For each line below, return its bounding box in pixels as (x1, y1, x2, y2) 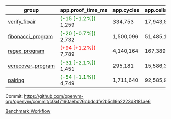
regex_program (8, 48, 45, 54)
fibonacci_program (8, 33, 53, 40)
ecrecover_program (8, 62, 55, 69)
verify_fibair (8, 18, 36, 25)
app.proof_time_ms (60, 7, 108, 13)
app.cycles (112, 7, 140, 13)
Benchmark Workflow (5, 108, 51, 114)
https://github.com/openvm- (24, 93, 84, 99)
